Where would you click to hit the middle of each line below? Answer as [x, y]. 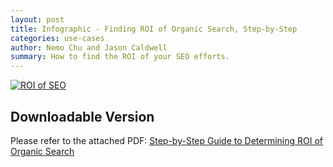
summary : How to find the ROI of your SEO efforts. [120, 57]
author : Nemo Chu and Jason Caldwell [89, 47]
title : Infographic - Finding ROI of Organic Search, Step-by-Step [154, 29]
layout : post [37, 19]
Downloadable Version [82, 116]
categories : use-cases [57, 38]
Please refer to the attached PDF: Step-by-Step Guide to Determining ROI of [167, 140]
